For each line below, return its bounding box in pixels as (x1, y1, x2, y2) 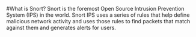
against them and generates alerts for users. (6, 24, 116, 31)
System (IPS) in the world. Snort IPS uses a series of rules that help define (6, 11, 190, 18)
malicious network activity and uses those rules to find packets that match (6, 18, 191, 24)
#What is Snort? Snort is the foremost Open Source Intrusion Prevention (6, 5, 185, 12)
